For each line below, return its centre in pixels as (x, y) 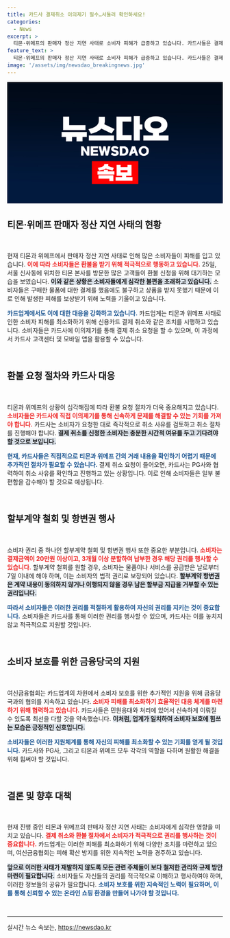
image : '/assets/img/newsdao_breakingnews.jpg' (76, 65)
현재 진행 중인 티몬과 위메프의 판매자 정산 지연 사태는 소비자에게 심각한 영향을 (110, 827)
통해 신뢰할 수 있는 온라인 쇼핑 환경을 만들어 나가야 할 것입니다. (97, 893)
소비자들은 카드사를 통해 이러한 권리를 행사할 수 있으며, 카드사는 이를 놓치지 (122, 616)
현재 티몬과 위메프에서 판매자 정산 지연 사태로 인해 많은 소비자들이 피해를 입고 (110, 256)
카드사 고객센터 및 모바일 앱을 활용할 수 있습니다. (79, 339)
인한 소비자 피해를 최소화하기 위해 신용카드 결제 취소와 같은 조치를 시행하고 (107, 322)
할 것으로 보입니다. (32, 441)
